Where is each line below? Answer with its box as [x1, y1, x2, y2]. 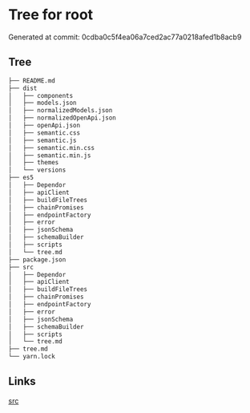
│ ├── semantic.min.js [8, 151, 91, 160]
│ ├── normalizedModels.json [8, 107, 113, 115]
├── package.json [8, 255, 67, 264]
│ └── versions [8, 166, 67, 174]
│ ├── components [8, 91, 74, 99]
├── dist [8, 84, 38, 92]
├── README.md [8, 76, 56, 85]
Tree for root [8, 6, 94, 24]
